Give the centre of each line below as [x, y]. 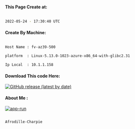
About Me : [17, 98]
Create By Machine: [26, 32]
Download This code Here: [33, 76]
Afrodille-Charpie [24, 122]
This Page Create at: [26, 7]
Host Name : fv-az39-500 [30, 47]
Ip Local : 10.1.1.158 [29, 65]
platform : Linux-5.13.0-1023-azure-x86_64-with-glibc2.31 [68, 56]
